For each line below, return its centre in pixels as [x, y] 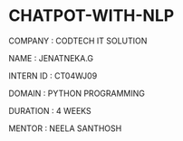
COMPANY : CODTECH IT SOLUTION [78, 41]
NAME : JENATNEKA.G [51, 58]
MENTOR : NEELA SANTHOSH [65, 128]
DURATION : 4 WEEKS [50, 110]
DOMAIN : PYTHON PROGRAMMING [77, 93]
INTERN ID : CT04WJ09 [53, 75]
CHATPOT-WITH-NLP [91, 16]
